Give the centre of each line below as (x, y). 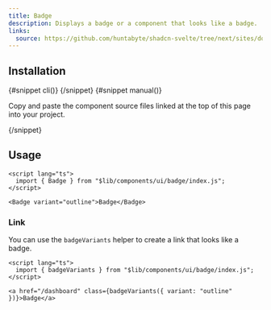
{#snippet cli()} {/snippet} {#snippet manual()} (85, 90)
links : (19, 31)
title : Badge (30, 16)
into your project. (37, 114)
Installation (37, 70)
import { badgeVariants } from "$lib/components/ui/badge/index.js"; (135, 271)
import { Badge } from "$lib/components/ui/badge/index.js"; (121, 181)
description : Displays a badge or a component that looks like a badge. (133, 23)
